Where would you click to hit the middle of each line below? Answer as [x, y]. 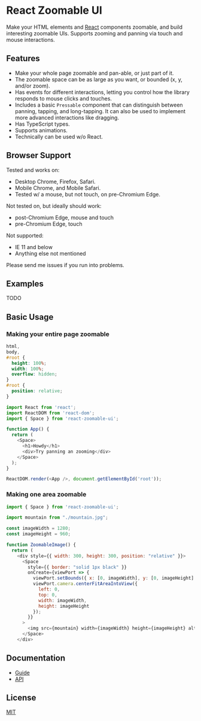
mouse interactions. [31, 40]
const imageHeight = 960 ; [38, 534]
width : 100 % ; [28, 369]
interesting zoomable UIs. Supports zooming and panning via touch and [95, 33]
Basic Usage [30, 317]
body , [13, 352]
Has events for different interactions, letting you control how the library [102, 92]
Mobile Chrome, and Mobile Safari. [58, 188]
